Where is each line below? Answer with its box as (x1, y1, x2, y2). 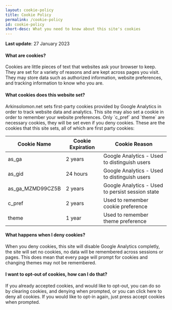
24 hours (66, 170, 88, 177)
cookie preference (103, 203, 147, 210)
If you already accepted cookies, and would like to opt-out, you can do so (5, 282, 161, 288)
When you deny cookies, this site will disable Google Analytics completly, (5, 243, 160, 249)
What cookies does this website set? (5, 92, 85, 98)
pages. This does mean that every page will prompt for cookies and (5, 254, 148, 260)
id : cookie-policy (5, 22, 45, 27)
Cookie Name (17, 140, 51, 148)
